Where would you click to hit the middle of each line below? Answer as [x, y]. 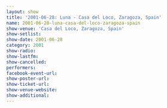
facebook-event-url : [32, 73]
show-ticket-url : [28, 85]
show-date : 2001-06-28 [34, 40]
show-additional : [28, 95]
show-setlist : [24, 34]
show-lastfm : [22, 56]
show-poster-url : [28, 79]
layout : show [22, 12]
